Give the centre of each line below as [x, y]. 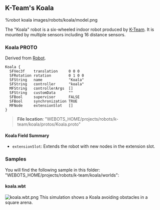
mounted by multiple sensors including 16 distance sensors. [65, 34]
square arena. [19, 202]
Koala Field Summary [27, 135]
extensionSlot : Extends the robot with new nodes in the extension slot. [84, 146]
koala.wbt [15, 186]
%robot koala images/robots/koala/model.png [51, 20]
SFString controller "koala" [47, 84]
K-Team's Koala [29, 8]
